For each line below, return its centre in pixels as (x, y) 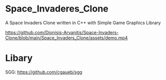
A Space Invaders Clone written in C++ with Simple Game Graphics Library (83, 23)
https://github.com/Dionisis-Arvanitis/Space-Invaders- (62, 32)
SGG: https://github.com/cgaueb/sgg (44, 72)
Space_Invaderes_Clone (57, 9)
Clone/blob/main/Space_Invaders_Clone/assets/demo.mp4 (67, 38)
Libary (19, 58)
